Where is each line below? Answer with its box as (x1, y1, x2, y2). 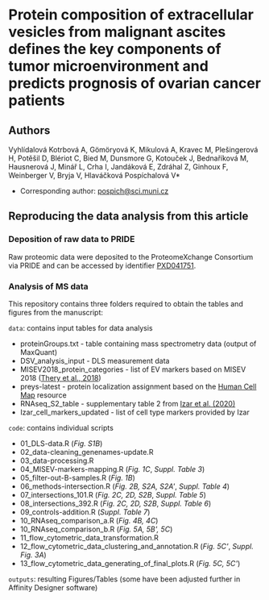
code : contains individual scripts (8, 423, 114, 432)
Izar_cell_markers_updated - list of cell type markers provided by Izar (19, 407, 250, 417)
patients (8, 91, 65, 110)
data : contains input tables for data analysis (8, 323, 153, 332)
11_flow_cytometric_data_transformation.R (19, 532, 159, 542)
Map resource (19, 390, 67, 400)
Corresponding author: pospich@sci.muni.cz (19, 186, 169, 195)
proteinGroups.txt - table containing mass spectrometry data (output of (19, 339, 257, 348)
